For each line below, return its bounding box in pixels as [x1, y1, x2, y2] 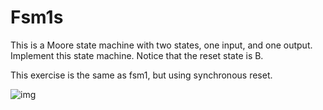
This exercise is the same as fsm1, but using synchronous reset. [10, 69, 273, 81]
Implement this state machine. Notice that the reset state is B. [10, 49, 264, 61]
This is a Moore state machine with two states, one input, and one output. [10, 39, 313, 51]
